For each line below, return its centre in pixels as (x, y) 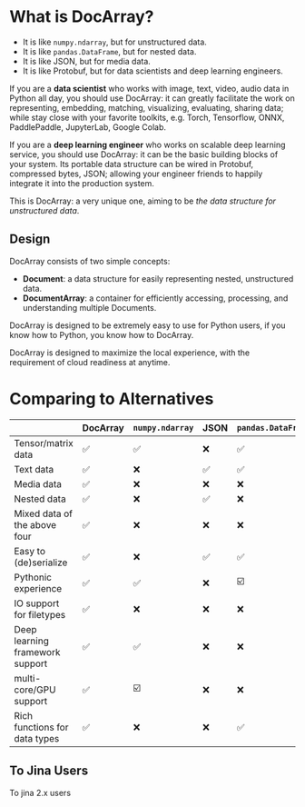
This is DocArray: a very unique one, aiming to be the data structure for (143, 201)
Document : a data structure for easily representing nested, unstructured (158, 278)
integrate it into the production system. (82, 183)
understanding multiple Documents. (89, 307)
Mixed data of (44, 513)
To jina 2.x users (40, 792)
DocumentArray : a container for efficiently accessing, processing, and (155, 298)
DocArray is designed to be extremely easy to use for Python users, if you (148, 325)
